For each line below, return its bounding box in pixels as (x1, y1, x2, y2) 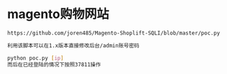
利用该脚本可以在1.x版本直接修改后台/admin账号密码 (7, 42, 140, 49)
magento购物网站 (7, 6, 110, 22)
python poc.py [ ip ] (7, 55, 64, 62)
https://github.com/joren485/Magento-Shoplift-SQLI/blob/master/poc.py (7, 29, 220, 37)
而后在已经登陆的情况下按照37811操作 (7, 61, 101, 68)
